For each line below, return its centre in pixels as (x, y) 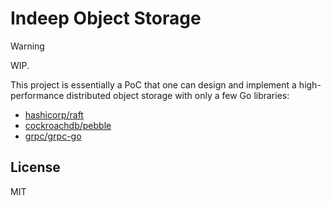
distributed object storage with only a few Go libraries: (178, 95)
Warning (27, 46)
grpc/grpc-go (53, 136)
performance (37, 95)
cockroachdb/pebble (68, 125)
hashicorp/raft (54, 114)
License (35, 167)
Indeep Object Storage (106, 18)
